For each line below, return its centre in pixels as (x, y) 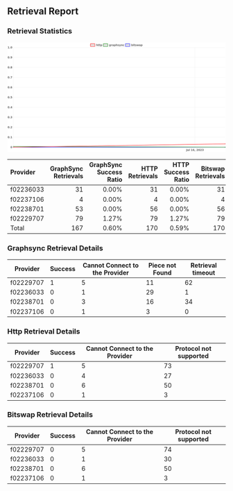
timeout (204, 273)
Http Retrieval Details (44, 331)
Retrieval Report (43, 11)
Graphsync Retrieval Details (55, 248)
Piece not (162, 265)
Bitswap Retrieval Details (50, 415)
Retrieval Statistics (40, 31)
